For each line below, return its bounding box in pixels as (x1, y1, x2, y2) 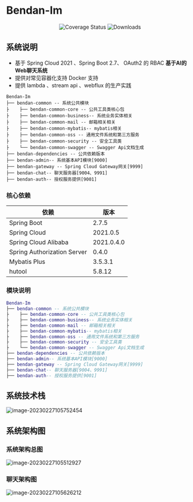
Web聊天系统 (14, 66, 48, 74)
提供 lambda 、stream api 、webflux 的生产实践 (14, 81, 132, 89)
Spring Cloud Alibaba (9, 238, 69, 247)
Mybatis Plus (9, 258, 46, 266)
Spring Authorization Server (9, 248, 88, 256)
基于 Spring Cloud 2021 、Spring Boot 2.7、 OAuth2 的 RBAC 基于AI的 (14, 59, 187, 66)
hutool (9, 267, 27, 276)
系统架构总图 (6, 445, 43, 454)
